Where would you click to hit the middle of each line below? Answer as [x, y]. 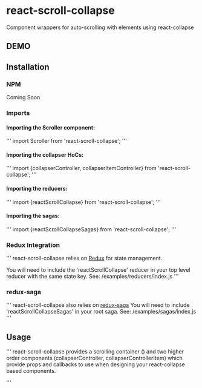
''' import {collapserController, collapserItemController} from [81, 168]
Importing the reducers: [37, 188]
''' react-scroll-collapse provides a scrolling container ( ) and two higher [95, 352]
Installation [28, 67]
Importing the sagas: [33, 216]
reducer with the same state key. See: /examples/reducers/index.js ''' [93, 277]
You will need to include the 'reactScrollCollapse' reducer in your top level [98, 270]
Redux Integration [33, 245]
